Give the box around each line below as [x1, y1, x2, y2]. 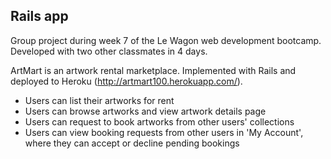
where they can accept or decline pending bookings [24, 137, 240, 149]
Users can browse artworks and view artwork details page [24, 105, 267, 117]
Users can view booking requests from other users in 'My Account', [24, 126, 304, 138]
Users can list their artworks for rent [24, 94, 175, 106]
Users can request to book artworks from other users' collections [24, 115, 295, 128]
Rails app [10, 8, 69, 25]
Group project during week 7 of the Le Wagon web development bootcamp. [10, 34, 322, 46]
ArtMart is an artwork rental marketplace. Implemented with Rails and [10, 64, 297, 76]
